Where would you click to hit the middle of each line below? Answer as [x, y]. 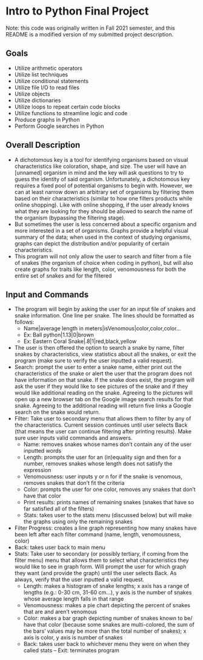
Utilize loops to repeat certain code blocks [67, 107]
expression [37, 470]
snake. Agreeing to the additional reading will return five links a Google [103, 406]
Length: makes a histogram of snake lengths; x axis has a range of [106, 586]
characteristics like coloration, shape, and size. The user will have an [100, 166]
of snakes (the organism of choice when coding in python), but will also [104, 262]
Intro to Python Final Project [77, 11]
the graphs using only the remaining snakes [78, 522]
